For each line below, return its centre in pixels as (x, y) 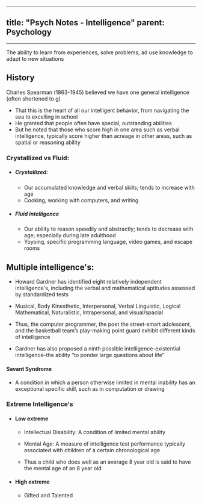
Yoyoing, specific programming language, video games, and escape (108, 242)
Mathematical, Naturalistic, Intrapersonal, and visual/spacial (89, 313)
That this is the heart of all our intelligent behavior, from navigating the (102, 110)
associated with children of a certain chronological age (92, 450)
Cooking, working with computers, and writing (81, 200)
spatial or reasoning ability (48, 142)
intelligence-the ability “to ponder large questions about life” (90, 355)
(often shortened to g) (34, 98)
